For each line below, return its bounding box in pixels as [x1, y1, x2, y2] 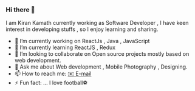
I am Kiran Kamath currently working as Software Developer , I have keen [5, 19, 189, 27]
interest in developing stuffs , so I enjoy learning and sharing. [5, 25, 159, 33]
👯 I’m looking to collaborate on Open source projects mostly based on [14, 50, 190, 58]
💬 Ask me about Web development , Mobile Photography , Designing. [14, 63, 188, 70]
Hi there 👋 [5, 5, 36, 14]
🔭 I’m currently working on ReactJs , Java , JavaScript [14, 38, 150, 45]
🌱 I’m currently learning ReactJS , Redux [14, 44, 116, 51]
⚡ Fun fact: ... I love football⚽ [14, 79, 88, 87]
